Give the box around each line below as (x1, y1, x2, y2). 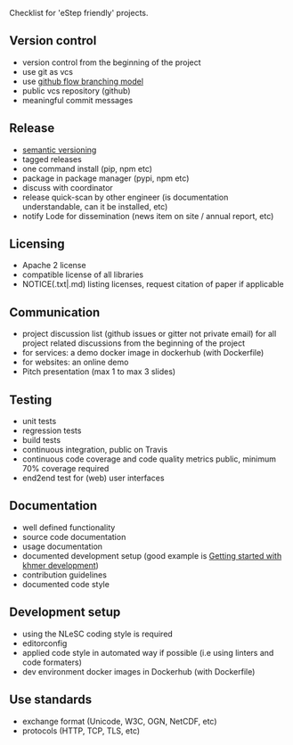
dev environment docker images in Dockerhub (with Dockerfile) (21, 666, 256, 676)
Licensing (9, 236, 65, 252)
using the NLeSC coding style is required (21, 628, 174, 639)
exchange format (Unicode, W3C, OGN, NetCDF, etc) (21, 716, 217, 726)
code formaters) (21, 657, 83, 667)
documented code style (21, 578, 110, 589)
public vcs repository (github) (21, 85, 131, 96)
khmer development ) (21, 560, 100, 570)
